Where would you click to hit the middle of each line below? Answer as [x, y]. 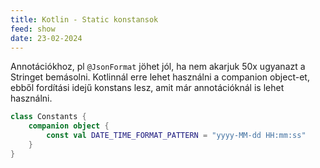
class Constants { [48, 117]
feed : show [33, 29]
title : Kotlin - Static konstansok [84, 19]
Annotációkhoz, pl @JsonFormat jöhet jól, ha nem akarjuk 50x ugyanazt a [158, 67]
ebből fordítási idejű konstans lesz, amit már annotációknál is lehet [147, 88]
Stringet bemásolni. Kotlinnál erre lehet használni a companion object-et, [160, 77]
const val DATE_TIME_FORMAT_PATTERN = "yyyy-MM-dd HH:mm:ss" [176, 136]
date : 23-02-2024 [46, 38]
